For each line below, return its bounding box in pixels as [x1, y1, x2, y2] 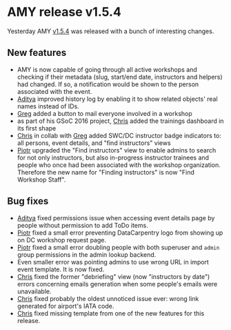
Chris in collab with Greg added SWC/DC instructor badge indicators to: [17, 131, 222, 139]
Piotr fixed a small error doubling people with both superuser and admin [17, 243, 220, 251]
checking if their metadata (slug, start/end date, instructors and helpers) [17, 72, 223, 81]
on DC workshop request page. [17, 235, 107, 244]
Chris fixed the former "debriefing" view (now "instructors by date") [17, 272, 210, 280]
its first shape [17, 124, 57, 132]
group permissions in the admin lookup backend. [17, 250, 157, 259]
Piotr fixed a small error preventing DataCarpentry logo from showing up [17, 229, 223, 237]
